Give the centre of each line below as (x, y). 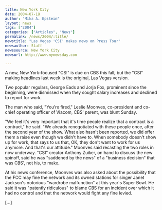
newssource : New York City (32, 50)
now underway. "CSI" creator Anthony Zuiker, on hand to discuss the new (79, 153)
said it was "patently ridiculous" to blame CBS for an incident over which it (80, 188)
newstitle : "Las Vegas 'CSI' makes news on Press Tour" (63, 41)
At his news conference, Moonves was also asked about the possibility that (80, 173)
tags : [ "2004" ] (20, 28)
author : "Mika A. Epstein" (32, 18)
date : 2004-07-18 (23, 14)
